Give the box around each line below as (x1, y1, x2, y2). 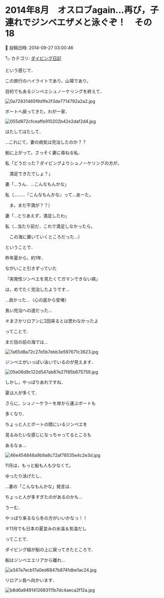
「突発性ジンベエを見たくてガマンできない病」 (5, 276, 100, 282)
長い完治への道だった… (5, 307, 53, 313)
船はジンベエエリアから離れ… (5, 557, 66, 563)
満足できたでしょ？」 (9, 170, 53, 176)
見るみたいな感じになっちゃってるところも (5, 432, 92, 438)
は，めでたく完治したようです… (5, 286, 70, 292)
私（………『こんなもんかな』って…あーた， (5, 192, 94, 198)
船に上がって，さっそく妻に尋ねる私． (5, 149, 83, 155)
